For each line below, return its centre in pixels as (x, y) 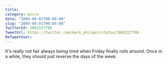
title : (12, 10)
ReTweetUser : (19, 37)
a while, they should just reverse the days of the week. (61, 56)
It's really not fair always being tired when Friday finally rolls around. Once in (84, 51)
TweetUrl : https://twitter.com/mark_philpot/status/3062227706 (72, 32)
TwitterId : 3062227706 (29, 28)
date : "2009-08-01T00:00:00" (35, 19)
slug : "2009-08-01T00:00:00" (35, 23)
